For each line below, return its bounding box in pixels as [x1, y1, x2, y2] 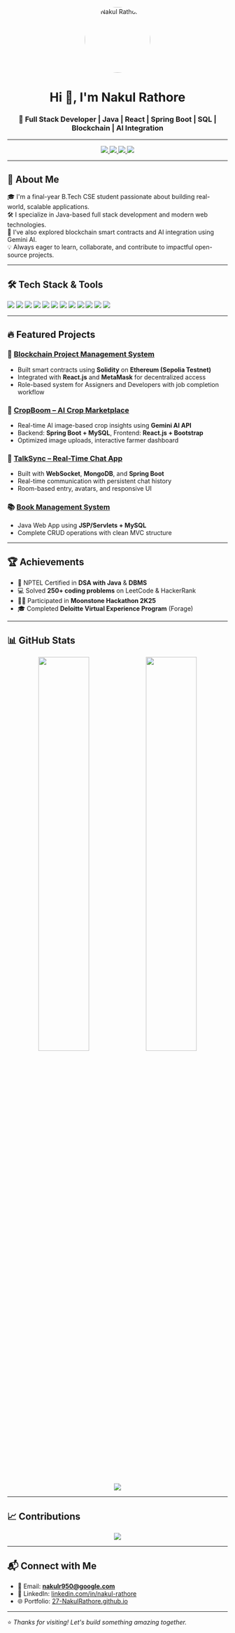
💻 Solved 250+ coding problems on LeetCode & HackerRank [17, 586, 197, 595]
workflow [17, 388, 45, 396]
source [7, 251, 28, 259]
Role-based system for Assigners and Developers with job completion [17, 380, 219, 388]
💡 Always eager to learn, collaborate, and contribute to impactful [7, 243, 194, 252]
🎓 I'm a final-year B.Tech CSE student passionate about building [7, 193, 195, 201]
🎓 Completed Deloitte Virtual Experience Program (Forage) [17, 604, 194, 613]
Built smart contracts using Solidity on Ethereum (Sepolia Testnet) [17, 365, 212, 374]
